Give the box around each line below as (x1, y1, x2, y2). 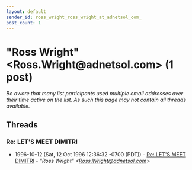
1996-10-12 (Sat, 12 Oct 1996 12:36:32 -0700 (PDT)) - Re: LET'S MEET (14, 151, 186, 158)
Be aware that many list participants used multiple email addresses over (6, 90, 184, 97)
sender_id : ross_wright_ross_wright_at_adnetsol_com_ (6, 14, 142, 20)
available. (6, 102, 31, 110)
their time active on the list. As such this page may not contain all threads (6, 96, 187, 104)
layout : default (6, 8, 46, 15)
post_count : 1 (6, 20, 41, 25)
